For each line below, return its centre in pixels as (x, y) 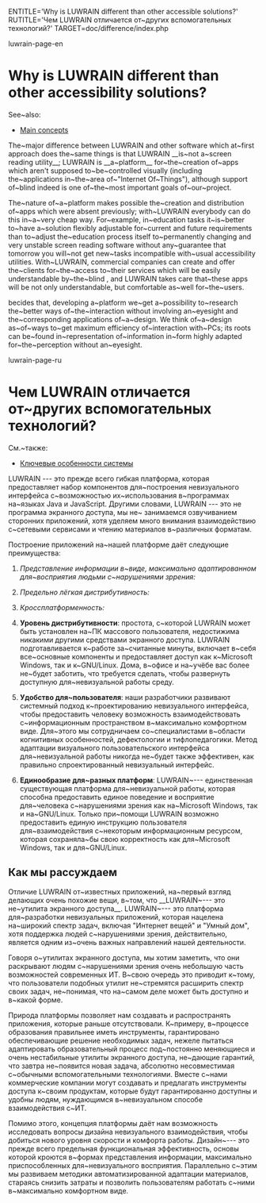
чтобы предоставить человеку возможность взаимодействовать (130, 714)
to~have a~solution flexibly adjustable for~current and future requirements (130, 228)
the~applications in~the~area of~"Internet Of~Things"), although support (128, 179)
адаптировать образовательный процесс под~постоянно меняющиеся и (132, 1049)
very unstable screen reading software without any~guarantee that (117, 244)
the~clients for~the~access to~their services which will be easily (114, 270)
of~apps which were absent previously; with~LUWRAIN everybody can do (129, 211)
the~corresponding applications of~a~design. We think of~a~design (120, 319)
